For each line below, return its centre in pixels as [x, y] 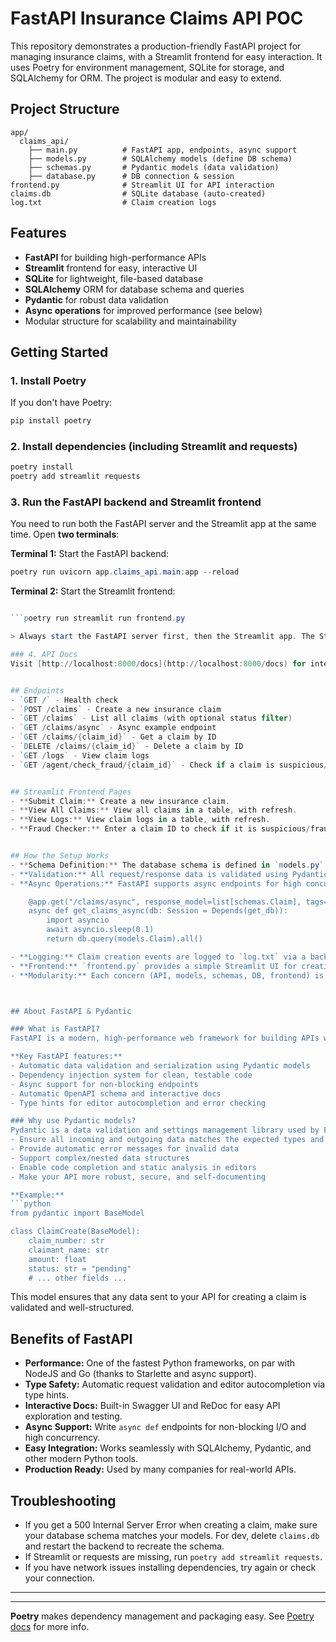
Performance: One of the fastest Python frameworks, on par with [160, 1363]
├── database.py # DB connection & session [131, 176]
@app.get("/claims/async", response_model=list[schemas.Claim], [165, 902]
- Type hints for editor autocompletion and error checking [138, 1103]
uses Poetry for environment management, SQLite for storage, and [147, 67]
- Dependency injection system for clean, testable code [131, 1075]
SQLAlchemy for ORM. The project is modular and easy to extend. [146, 78]
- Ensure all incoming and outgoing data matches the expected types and [167, 1140]
